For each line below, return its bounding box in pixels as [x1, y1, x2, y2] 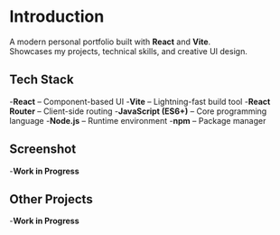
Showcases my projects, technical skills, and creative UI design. [9, 45, 248, 56]
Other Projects [9, 192, 93, 207]
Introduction [9, 6, 105, 27]
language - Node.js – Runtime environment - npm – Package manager [9, 115, 266, 126]
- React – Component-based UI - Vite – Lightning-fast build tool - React [9, 96, 271, 107]
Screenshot [9, 142, 77, 157]
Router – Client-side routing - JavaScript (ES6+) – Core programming [9, 106, 267, 117]
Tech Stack [9, 72, 74, 88]
